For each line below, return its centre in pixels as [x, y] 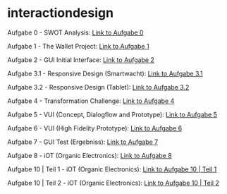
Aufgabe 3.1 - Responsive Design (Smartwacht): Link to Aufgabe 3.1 [105, 73]
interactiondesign [61, 13]
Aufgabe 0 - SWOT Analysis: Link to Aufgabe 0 [75, 32]
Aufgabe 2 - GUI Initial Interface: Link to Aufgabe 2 [81, 60]
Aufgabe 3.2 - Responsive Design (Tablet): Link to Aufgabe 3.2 [98, 87]
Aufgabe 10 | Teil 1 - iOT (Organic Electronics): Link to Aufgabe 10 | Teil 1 [112, 169]
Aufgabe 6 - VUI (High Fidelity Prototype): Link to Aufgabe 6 [95, 128]
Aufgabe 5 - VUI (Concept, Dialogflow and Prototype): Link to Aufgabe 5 [112, 114]
